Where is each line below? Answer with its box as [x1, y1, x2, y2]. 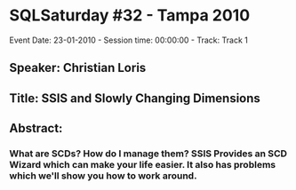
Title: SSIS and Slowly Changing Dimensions [9, 91, 260, 106]
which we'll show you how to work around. [9, 170, 197, 182]
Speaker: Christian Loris [9, 60, 147, 75]
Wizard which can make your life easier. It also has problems [9, 159, 276, 171]
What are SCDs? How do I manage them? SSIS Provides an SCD [9, 147, 287, 160]
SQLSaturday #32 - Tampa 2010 [9, 5, 251, 26]
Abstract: [9, 121, 63, 136]
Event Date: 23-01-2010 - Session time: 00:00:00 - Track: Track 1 [9, 35, 249, 45]
